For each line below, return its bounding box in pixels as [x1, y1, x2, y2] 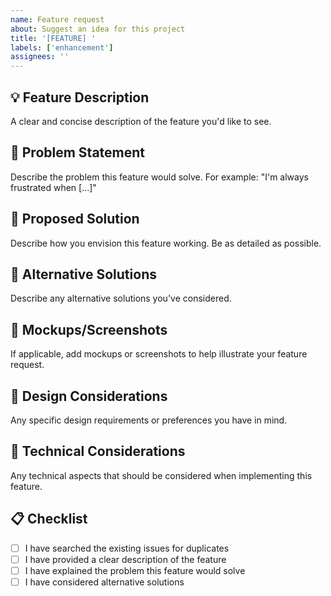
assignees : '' [10, 52, 70, 62]
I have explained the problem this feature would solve [24, 564, 246, 576]
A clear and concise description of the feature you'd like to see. [10, 115, 272, 127]
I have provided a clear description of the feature [24, 553, 227, 565]
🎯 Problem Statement [10, 144, 146, 161]
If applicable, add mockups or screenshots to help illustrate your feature [10, 348, 308, 360]
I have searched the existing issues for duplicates [24, 542, 230, 554]
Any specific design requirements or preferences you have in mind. [10, 414, 288, 426]
